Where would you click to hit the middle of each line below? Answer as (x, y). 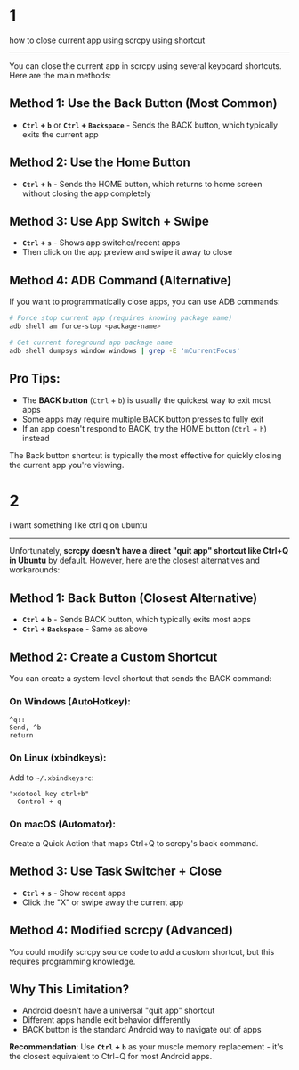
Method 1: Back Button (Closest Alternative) (133, 598)
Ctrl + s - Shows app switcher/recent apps (101, 243)
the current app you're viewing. (67, 465)
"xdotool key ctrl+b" (49, 794)
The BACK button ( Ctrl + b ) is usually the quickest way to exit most (146, 400)
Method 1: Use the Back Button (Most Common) (143, 103)
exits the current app (61, 134)
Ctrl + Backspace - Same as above (85, 629)
